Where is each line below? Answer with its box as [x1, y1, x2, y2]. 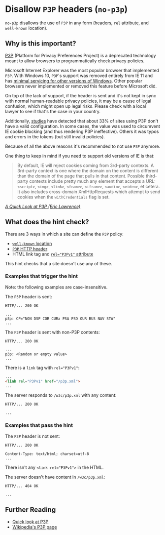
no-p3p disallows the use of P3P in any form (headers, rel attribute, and [5, 20, 149, 26]
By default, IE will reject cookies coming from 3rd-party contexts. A [17, 162, 154, 168]
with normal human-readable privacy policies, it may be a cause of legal [5, 98, 152, 104]
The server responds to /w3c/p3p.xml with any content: [5, 392, 117, 398]
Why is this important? [5, 40, 76, 48]
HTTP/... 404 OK [5, 483, 38, 489]
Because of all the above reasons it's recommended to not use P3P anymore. [5, 143, 161, 149]
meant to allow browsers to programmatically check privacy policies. [5, 58, 145, 64]
